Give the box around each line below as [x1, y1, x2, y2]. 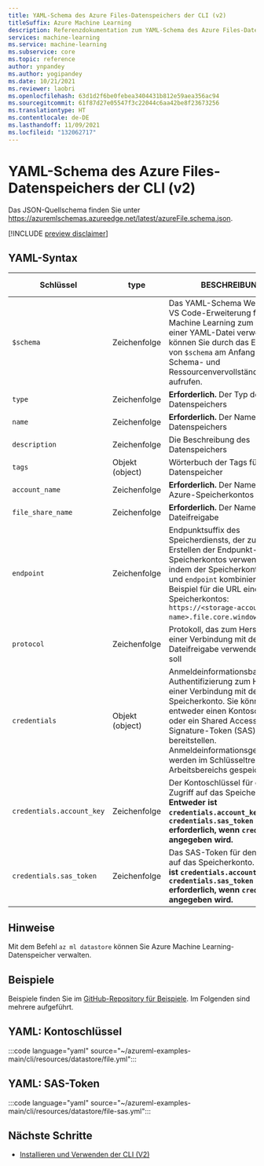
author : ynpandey [8, 63, 65, 71]
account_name [12, 485, 61, 495]
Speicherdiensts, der [168, 535, 246, 546]
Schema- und [168, 357, 221, 368]
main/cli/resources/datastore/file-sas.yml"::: [8, 1106, 152, 1116]
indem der [168, 564, 207, 575]
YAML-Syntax [8, 251, 78, 264]
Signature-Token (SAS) [168, 725, 256, 736]
